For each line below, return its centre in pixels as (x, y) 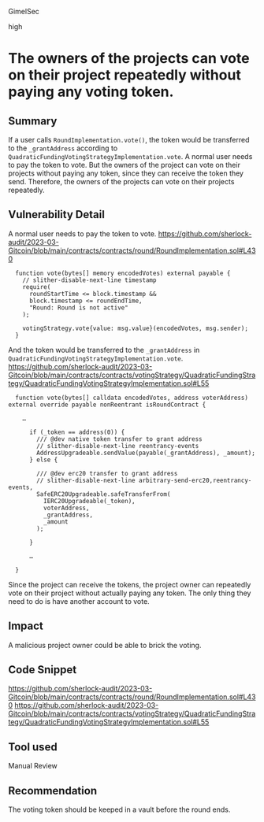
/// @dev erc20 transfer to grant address (107, 473)
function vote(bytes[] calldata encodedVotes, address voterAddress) (132, 398)
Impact (26, 626)
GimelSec (24, 11)
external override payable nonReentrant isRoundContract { (107, 405)
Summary (33, 121)
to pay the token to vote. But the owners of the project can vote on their (124, 165)
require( (37, 287)
